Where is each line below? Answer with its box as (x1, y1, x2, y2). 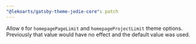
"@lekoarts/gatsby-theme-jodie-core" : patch (6, 8, 119, 15)
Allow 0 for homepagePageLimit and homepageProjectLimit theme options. (6, 25, 183, 32)
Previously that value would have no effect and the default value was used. (6, 31, 191, 38)
